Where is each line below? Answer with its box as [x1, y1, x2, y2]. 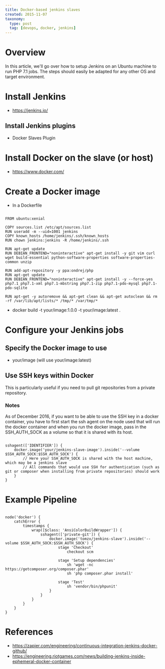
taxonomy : [5, 16, 26, 21]
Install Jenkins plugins [5, 122, 76, 130]
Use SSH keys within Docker [5, 371, 94, 380]
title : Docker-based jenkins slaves [5, 7, 80, 12]
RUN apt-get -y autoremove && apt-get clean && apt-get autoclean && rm [5, 294, 158, 299]
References [5, 626, 53, 637]
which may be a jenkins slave [5, 460, 67, 465]
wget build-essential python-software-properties [5, 255, 109, 260]
